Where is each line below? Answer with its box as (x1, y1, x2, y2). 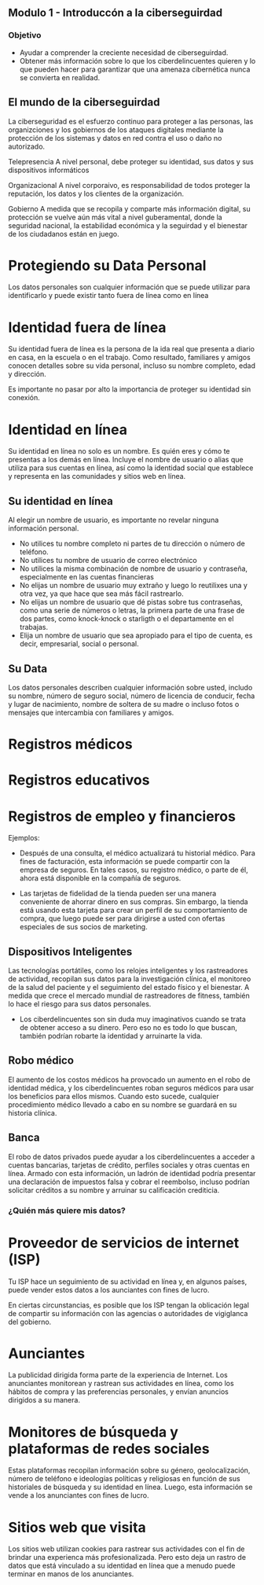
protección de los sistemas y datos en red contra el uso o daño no (8, 133, 222, 142)
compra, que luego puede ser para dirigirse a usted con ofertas (19, 914, 225, 923)
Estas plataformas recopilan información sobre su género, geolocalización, (8, 1465, 251, 1475)
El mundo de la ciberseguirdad (8, 96, 160, 109)
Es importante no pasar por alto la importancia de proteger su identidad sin (8, 384, 251, 394)
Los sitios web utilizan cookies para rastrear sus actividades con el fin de (8, 1544, 245, 1554)
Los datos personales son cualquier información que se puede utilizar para (8, 282, 251, 292)
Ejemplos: (8, 833, 41, 843)
